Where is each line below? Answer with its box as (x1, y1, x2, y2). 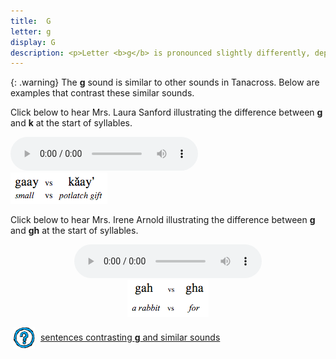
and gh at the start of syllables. (10, 225, 139, 237)
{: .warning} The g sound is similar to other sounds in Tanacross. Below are (10, 76, 320, 89)
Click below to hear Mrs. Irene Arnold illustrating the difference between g (10, 214, 316, 226)
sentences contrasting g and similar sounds (39, 331, 221, 344)
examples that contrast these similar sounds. (10, 87, 195, 99)
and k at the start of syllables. (10, 117, 133, 129)
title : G (10, 16, 52, 26)
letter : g (10, 26, 52, 37)
